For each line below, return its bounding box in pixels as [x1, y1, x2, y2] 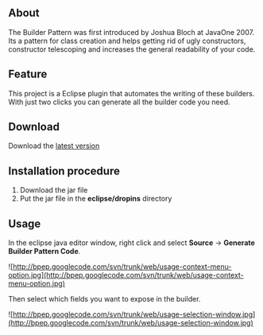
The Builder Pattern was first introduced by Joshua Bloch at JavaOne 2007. [8, 27, 255, 37]
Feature [8, 68, 48, 81]
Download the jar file [19, 185, 88, 195]
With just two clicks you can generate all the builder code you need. [8, 97, 230, 107]
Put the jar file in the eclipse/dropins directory [19, 194, 172, 204]
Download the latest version [8, 141, 100, 150]
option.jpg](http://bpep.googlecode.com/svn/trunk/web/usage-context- [8, 271, 244, 280]
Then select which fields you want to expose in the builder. [8, 294, 201, 304]
